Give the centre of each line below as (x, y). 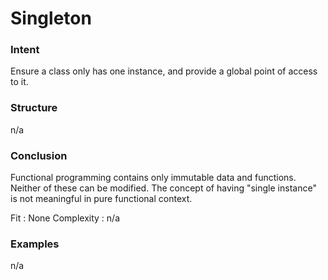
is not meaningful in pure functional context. (101, 199)
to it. (19, 82)
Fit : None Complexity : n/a (65, 218)
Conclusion (39, 155)
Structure (34, 108)
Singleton (51, 18)
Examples (35, 244)
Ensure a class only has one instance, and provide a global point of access (164, 71)
